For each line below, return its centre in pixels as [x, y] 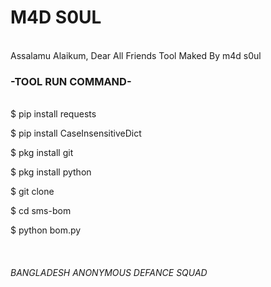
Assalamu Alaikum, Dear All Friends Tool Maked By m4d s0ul [136, 55]
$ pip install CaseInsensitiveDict [76, 133]
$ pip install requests [53, 114]
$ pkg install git [42, 153]
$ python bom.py [46, 230]
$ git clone [32, 192]
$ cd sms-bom [41, 211]
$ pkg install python [51, 172]
